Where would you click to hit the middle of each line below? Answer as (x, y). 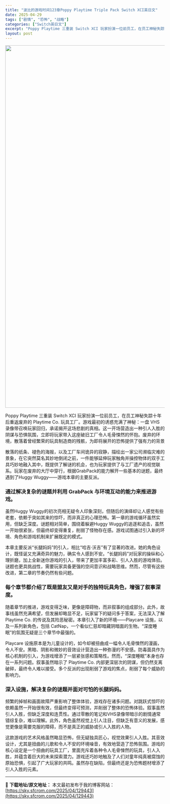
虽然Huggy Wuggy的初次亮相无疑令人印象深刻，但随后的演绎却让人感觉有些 (84, 511)
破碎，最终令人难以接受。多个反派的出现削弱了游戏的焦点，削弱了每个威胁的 (85, 668)
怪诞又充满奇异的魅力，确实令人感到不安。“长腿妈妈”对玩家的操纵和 (89, 554)
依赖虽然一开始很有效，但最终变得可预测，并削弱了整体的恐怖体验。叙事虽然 (85, 707)
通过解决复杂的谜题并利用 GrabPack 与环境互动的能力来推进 (78, 492)
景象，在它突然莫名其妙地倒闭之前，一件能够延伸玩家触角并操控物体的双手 (83, 458)
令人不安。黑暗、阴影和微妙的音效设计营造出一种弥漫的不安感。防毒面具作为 (85, 649)
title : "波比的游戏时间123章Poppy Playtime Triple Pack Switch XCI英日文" (81, 10)
